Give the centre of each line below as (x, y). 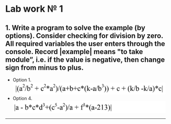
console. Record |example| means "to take (74, 52)
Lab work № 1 (34, 9)
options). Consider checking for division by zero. (84, 35)
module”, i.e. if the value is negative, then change (85, 59)
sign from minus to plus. (45, 68)
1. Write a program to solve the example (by (75, 28)
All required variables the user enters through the (85, 44)
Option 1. (22, 80)
